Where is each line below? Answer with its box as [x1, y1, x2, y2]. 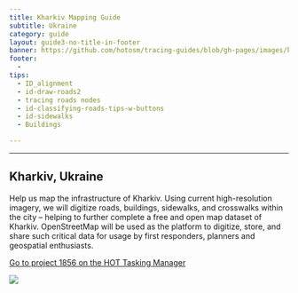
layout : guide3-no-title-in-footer [9, 37, 141, 47]
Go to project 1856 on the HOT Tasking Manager [9, 257, 186, 267]
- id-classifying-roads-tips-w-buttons [17, 104, 165, 113]
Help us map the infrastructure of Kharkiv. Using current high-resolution [9, 193, 273, 203]
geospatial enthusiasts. [9, 240, 94, 250]
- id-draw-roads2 [17, 87, 82, 96]
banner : [9, 46, 38, 55]
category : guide [9, 29, 69, 38]
